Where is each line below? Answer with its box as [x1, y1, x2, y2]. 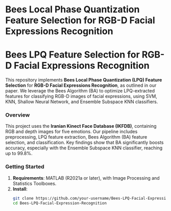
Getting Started [5, 163, 44, 170]
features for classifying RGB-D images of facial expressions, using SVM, [5, 93, 157, 100]
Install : [12, 186, 28, 192]
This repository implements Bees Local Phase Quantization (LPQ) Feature [5, 77, 162, 83]
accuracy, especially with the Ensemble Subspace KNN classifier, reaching [5, 145, 163, 151]
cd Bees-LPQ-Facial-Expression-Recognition [12, 200, 107, 206]
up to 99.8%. [5, 150, 33, 157]
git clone [12, 196, 34, 201]
